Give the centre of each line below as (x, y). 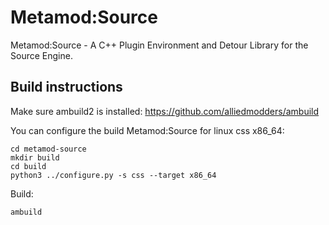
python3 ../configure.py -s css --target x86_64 (113, 175)
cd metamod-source (48, 149)
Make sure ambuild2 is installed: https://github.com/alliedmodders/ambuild (165, 111)
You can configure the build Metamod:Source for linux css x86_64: (147, 130)
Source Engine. (41, 55)
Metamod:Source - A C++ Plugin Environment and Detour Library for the (159, 45)
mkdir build (35, 157)
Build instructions (66, 87)
